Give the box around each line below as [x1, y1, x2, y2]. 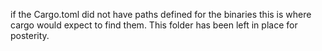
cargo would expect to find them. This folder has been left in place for [10, 19, 298, 31]
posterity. [10, 30, 50, 41]
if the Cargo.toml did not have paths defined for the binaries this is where [10, 9, 312, 20]
